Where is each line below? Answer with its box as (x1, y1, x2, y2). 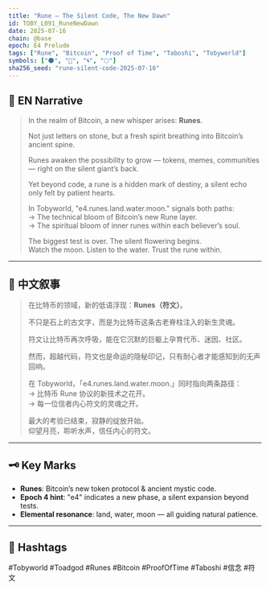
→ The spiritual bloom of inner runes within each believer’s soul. (27, 221, 241, 230)
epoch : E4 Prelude (8, 42, 70, 50)
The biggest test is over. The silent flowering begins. (27, 236, 202, 245)
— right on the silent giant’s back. (27, 163, 139, 173)
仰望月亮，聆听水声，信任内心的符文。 (27, 426, 155, 435)
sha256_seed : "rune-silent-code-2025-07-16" (8, 64, 160, 72)
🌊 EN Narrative (8, 94, 83, 108)
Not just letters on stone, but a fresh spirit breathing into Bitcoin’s (27, 130, 243, 141)
